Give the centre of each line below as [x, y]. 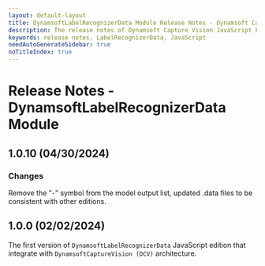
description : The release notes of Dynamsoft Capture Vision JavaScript [130, 30]
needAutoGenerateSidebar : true [60, 45]
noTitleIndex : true [40, 52]
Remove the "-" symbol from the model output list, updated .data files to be [131, 193]
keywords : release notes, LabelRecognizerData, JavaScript [107, 37]
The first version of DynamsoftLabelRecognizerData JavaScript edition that [127, 245]
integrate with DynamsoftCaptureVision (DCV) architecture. [103, 253]
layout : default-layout [47, 15]
